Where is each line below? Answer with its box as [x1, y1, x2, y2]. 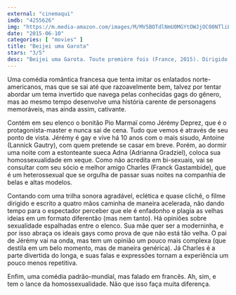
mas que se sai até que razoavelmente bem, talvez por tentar [44, 82, 222, 91]
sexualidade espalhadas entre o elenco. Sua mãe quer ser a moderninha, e [7, 221, 224, 230]
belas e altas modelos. [7, 178, 72, 186]
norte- [192, 75, 211, 83]
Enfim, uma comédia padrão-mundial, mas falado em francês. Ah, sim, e [7, 272, 216, 280]
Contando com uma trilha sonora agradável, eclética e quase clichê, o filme [7, 191, 226, 200]
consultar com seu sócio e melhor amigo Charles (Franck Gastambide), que [7, 163, 226, 172]
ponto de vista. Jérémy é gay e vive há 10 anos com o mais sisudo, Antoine [7, 133, 225, 142]
